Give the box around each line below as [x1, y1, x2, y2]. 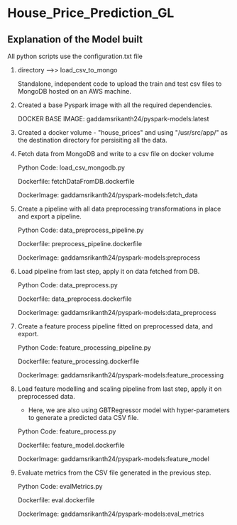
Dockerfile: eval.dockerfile [17, 496, 95, 504]
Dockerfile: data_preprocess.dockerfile [17, 294, 133, 303]
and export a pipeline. [17, 212, 82, 221]
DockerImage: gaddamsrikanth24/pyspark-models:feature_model [17, 455, 209, 463]
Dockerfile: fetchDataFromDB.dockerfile [17, 177, 135, 185]
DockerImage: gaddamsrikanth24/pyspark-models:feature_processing [17, 371, 224, 379]
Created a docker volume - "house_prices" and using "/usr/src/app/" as [17, 128, 228, 136]
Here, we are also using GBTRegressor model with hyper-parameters [28, 406, 231, 414]
